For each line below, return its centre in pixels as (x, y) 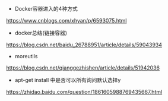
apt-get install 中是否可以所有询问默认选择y (68, 80)
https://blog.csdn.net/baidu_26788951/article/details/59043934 (84, 45)
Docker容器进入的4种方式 (46, 9)
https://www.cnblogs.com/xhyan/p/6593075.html (66, 20)
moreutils (26, 56)
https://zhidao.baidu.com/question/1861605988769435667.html (84, 92)
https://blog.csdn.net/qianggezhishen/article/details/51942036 (83, 68)
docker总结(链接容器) (41, 33)
